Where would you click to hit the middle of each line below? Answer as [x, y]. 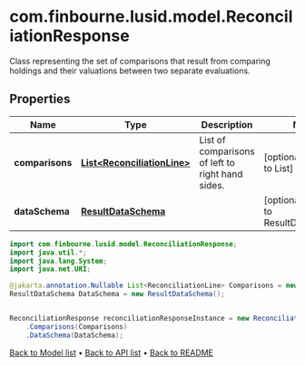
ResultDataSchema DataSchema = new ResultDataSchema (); [117, 294]
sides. [212, 185]
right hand [221, 174]
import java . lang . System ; [58, 261]
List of [212, 140]
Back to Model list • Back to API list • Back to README [111, 352]
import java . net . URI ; [50, 269]
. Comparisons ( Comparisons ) [77, 327]
